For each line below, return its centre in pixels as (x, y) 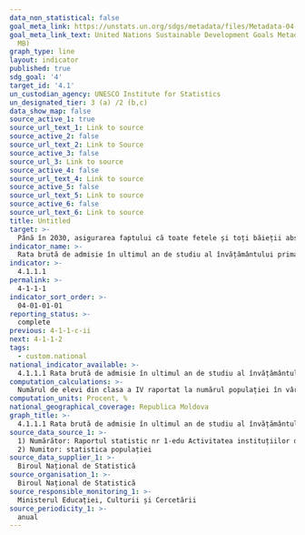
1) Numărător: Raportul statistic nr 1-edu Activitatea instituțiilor (154, 441)
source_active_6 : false (54, 204)
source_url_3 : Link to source (67, 162)
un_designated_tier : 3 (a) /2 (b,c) (79, 102)
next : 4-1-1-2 (36, 339)
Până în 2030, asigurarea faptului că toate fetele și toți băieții (150, 237)
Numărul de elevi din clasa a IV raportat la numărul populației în (150, 390)
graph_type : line (42, 52)
